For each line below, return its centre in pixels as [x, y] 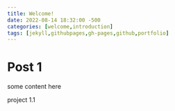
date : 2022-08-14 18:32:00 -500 [54, 20]
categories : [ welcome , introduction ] [60, 26]
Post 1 [25, 67]
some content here [34, 87]
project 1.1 [22, 100]
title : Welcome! [31, 14]
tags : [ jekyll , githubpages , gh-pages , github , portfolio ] [88, 33]
